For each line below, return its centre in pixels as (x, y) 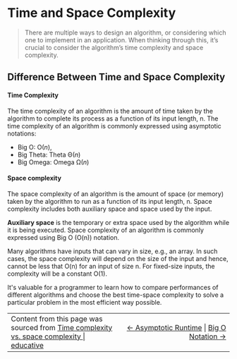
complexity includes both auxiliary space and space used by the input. (110, 209)
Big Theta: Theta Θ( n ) (49, 154)
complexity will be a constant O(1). (57, 274)
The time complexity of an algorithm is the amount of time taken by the (110, 111)
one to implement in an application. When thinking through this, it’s (121, 39)
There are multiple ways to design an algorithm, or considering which (125, 32)
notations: (22, 133)
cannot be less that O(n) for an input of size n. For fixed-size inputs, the (111, 266)
